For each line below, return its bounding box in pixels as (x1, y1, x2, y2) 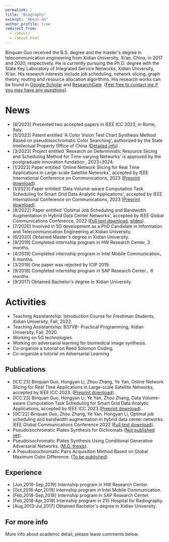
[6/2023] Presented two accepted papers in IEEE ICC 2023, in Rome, (12, 121, 156, 127)
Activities (5, 296, 46, 308)
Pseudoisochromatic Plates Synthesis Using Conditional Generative (12, 438, 153, 444)
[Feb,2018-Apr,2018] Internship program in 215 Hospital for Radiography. (12, 498, 164, 504)
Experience (5, 468, 42, 477)
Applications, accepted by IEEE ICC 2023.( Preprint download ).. (12, 405, 144, 411)
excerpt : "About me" (5, 17, 49, 22)
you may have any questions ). (5, 87, 68, 93)
